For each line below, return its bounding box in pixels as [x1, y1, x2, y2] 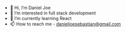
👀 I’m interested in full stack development [10, 10, 96, 16]
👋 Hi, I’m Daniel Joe [10, 5, 51, 10]
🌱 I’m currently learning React [10, 15, 72, 21]
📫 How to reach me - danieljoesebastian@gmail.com [10, 21, 121, 27]
